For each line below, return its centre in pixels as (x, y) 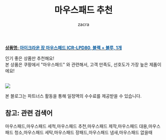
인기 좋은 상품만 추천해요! (30, 58)
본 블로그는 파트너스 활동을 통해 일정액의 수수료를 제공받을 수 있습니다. (73, 96)
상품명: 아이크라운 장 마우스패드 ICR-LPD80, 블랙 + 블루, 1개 (64, 47)
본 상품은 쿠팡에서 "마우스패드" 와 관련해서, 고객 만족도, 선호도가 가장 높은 (77, 64)
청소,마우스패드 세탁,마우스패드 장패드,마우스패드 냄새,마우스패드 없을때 (83, 132)
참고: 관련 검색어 (29, 113)
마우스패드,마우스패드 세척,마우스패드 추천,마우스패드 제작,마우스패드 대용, (77, 126)
